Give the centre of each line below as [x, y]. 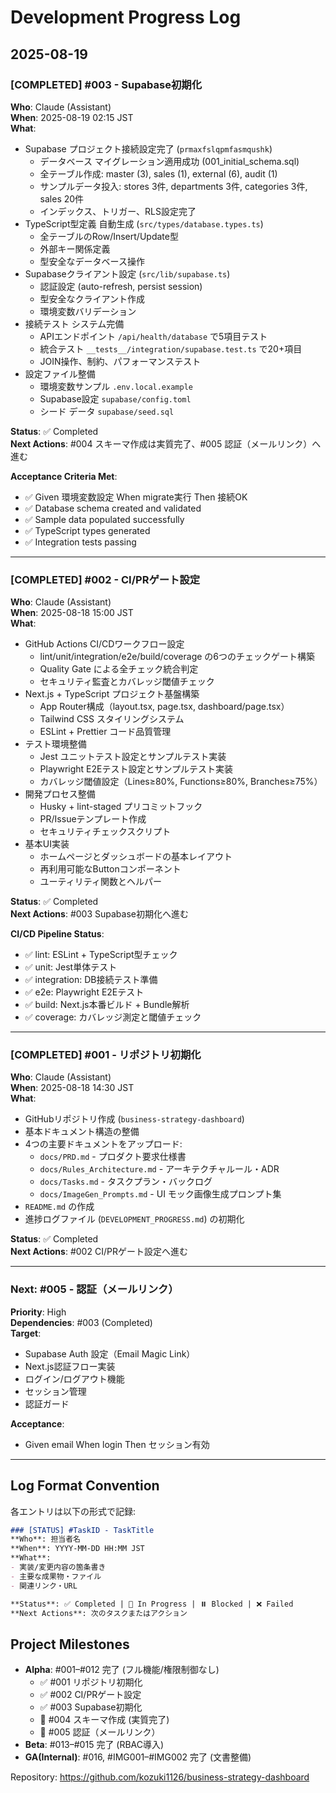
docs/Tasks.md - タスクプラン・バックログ [126, 1182]
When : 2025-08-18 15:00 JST [72, 613]
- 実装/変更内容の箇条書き [58, 1567]
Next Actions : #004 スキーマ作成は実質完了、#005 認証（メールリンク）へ [166, 443]
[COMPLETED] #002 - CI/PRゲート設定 [105, 579]
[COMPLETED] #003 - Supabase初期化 [106, 84]
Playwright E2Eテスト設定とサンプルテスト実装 [136, 769]
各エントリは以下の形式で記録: [73, 1511]
